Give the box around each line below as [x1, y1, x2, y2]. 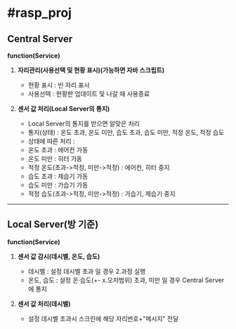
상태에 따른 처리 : [27, 137, 75, 145]
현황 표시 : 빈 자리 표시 [27, 81, 90, 89]
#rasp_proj [7, 5, 72, 21]
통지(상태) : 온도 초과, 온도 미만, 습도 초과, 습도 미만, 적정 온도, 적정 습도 [27, 128, 225, 136]
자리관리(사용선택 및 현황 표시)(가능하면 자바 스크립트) [17, 66, 165, 74]
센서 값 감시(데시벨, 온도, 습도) [17, 252, 100, 260]
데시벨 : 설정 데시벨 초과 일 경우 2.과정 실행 [27, 267, 146, 275]
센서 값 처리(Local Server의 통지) [17, 105, 110, 113]
